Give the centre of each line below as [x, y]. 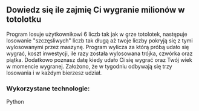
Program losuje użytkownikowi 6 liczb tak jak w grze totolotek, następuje [97, 34]
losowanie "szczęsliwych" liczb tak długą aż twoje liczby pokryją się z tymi [99, 40]
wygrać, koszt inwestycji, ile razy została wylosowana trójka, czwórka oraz [99, 53]
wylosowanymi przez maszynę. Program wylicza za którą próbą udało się [98, 47]
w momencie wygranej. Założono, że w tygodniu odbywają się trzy [89, 66]
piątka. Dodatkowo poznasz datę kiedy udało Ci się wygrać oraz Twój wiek [99, 59]
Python [15, 102]
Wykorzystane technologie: [48, 89]
